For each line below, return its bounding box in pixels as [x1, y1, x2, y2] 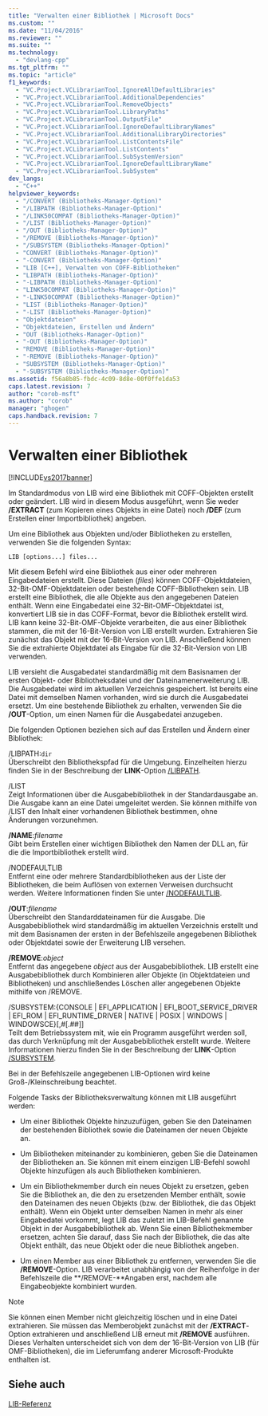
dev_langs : [8, 175, 45, 183]
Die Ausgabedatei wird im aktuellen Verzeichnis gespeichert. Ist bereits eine [8, 683, 258, 694]
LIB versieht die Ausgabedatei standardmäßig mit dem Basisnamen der [8, 667, 242, 676]
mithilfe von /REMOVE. [8, 986, 82, 997]
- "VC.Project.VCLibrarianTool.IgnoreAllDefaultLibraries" [15, 85, 216, 94]
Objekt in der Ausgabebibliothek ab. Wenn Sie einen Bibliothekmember [19, 1223, 253, 1233]
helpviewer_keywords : [8, 189, 81, 198]
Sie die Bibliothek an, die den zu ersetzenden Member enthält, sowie [19, 1190, 246, 1199]
